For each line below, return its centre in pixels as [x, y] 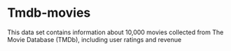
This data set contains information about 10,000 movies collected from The [115, 32]
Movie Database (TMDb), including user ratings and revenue [94, 39]
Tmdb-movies [49, 13]
